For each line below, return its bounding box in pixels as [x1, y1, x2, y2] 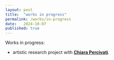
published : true [5, 26, 40, 31]
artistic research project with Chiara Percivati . [12, 49, 110, 55]
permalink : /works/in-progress [5, 16, 71, 21]
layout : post [5, 7, 33, 12]
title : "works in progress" [5, 12, 67, 17]
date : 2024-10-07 [5, 21, 47, 26]
